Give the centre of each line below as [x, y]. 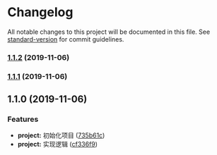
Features [23, 119]
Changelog [40, 12]
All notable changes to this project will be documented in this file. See [109, 32]
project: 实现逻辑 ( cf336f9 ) [57, 144]
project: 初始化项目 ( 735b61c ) [61, 135]
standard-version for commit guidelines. [66, 39]
